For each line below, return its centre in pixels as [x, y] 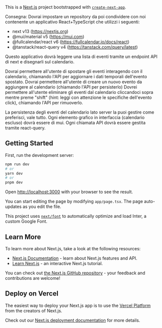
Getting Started [29, 143]
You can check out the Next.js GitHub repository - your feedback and [75, 273]
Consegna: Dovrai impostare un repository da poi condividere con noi [75, 16]
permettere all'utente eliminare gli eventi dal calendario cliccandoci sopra [79, 92]
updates [13, 207]
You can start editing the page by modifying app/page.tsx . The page [74, 202]
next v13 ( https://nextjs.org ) [40, 31]
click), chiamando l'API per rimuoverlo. [44, 103]
